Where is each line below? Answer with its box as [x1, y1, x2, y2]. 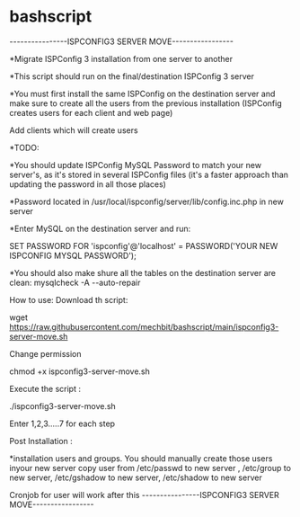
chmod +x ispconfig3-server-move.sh [9, 366, 151, 377]
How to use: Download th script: [9, 294, 128, 305]
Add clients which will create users [9, 124, 138, 136]
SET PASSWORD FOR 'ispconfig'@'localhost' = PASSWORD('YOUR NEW [9, 240, 278, 251]
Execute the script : [9, 383, 81, 394]
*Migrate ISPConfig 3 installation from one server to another [9, 53, 234, 64]
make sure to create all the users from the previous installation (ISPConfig [9, 97, 283, 109]
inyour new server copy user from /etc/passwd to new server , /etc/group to [9, 462, 292, 473]
